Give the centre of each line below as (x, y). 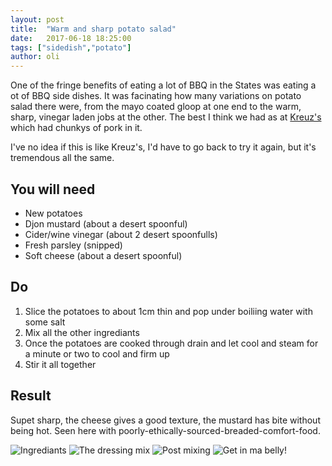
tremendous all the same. (62, 158)
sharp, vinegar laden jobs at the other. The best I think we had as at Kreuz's (166, 117)
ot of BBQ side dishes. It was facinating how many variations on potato (156, 96)
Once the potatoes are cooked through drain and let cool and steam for (171, 343)
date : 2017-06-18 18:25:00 (71, 38)
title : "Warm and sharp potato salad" (93, 29)
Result (31, 396)
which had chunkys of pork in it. (76, 128)
